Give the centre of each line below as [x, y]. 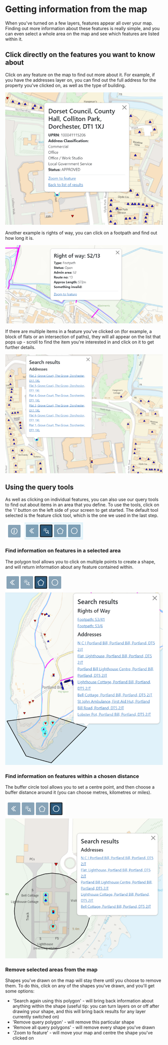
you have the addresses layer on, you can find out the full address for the [81, 80]
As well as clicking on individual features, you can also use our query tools [82, 499]
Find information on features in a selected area [63, 551]
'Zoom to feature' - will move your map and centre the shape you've [82, 1033]
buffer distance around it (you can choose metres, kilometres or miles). [78, 793]
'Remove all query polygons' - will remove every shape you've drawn [83, 1027]
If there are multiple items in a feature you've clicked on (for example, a [78, 331]
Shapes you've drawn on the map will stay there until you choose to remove [83, 980]
